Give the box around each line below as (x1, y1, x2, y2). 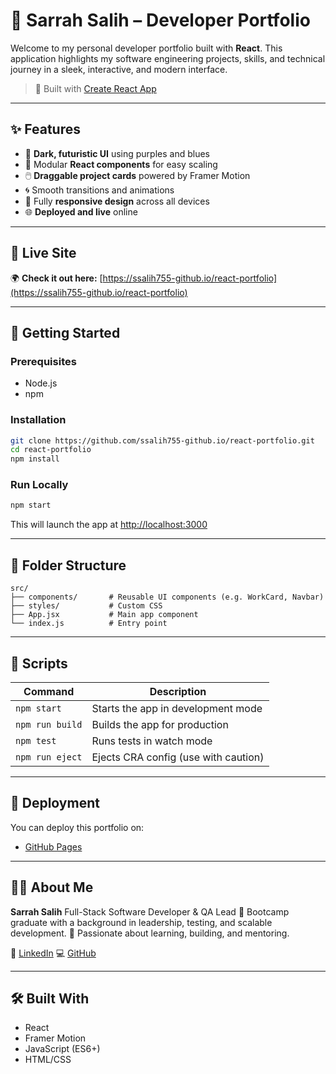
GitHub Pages (24, 840, 83, 853)
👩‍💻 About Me (10, 879, 94, 896)
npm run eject (15, 751, 83, 763)
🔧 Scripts (10, 655, 68, 672)
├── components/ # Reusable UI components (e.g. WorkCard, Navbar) (10, 592, 325, 603)
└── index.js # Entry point (10, 619, 168, 629)
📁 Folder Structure (10, 557, 127, 574)
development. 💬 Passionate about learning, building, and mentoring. (10, 927, 290, 939)
